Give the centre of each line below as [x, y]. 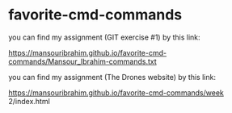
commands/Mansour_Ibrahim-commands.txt [82, 61]
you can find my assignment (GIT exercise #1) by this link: [104, 37]
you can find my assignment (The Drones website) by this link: [112, 77]
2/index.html [29, 101]
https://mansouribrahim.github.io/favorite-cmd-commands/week [116, 92]
